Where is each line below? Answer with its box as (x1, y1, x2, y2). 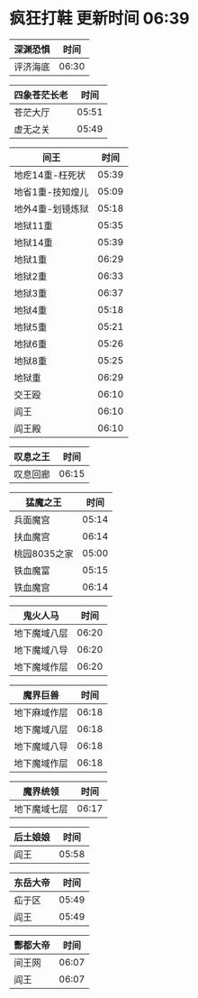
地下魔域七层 (13, 802, 69, 815)
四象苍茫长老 (13, 88, 69, 101)
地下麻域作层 (13, 706, 69, 719)
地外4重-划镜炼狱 (13, 202, 89, 215)
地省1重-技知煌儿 (13, 186, 89, 198)
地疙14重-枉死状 (13, 169, 86, 181)
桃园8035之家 (13, 547, 74, 560)
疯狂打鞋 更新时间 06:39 (9, 8, 190, 29)
